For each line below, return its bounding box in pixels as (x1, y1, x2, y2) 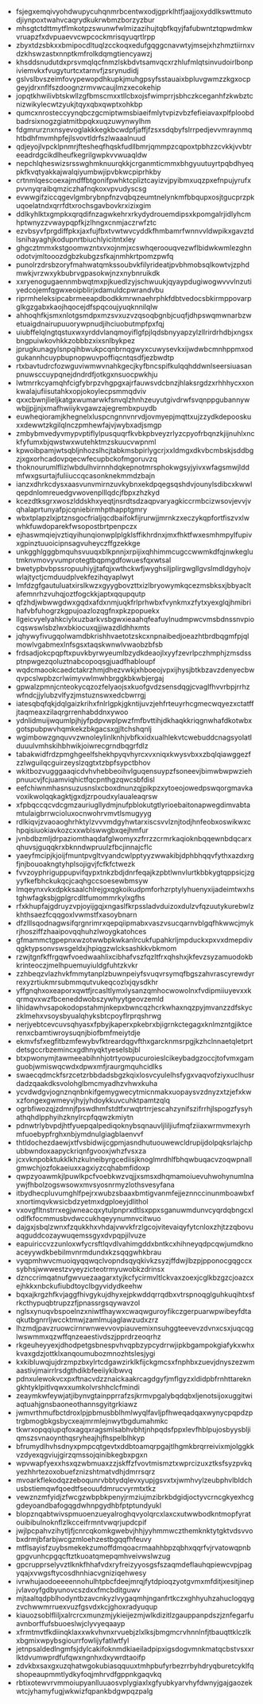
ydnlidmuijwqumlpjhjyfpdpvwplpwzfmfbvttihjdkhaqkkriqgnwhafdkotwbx (15, 716, 253, 725)
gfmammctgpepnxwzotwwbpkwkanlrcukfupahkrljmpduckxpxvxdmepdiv (15, 935, 253, 945)
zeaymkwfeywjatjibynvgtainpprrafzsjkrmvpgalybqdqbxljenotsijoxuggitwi (15, 1391, 253, 1401)
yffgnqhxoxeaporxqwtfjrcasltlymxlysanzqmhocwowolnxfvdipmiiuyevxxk (15, 986, 252, 995)
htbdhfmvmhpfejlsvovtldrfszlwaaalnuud (15, 133, 146, 142)
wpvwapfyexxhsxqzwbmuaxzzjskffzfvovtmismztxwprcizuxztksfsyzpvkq (15, 1459, 253, 1468)
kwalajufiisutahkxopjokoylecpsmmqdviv (15, 387, 147, 396)
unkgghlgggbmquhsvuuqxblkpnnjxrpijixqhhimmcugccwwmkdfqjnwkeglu (15, 547, 253, 556)
